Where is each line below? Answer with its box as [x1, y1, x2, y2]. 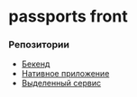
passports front [8, 6, 128, 27]
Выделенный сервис [21, 78, 101, 89]
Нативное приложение [21, 68, 110, 79]
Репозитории [8, 39, 69, 51]
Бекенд [21, 58, 50, 69]
